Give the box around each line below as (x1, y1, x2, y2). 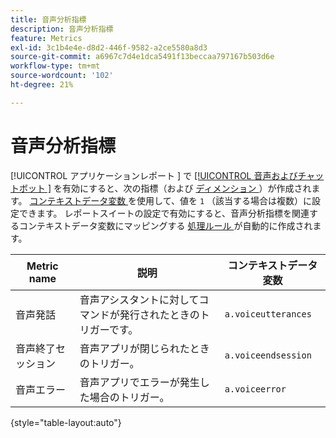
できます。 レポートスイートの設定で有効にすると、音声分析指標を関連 (18, 207, 310, 219)
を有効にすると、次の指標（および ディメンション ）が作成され (53, 182, 312, 194)
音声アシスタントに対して (79, 292, 200, 306)
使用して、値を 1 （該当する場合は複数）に (136, 194, 313, 206)
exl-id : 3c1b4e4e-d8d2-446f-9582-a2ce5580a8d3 (10, 42, 208, 53)
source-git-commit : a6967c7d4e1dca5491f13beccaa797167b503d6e (10, 52, 275, 62)
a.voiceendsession (224, 349, 312, 361)
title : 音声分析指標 (10, 14, 87, 25)
